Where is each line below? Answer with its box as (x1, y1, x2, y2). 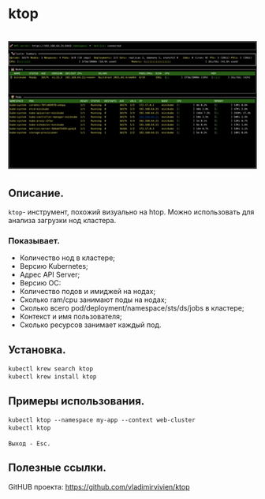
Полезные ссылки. (8, 461, 106, 475)
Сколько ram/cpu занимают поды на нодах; (19, 295, 167, 304)
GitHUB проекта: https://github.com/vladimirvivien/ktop (8, 482, 190, 491)
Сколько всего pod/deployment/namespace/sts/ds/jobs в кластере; (19, 303, 244, 313)
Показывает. (8, 236, 61, 246)
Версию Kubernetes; (19, 262, 88, 271)
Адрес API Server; (19, 270, 80, 280)
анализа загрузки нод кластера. (8, 216, 117, 225)
